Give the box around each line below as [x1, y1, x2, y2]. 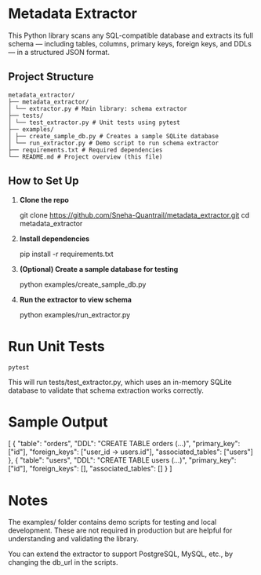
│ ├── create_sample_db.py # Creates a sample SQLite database [8, 132, 219, 140]
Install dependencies [19, 233, 90, 244]
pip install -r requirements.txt [19, 249, 114, 258]
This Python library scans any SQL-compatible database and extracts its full [8, 31, 253, 40]
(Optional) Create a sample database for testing [19, 264, 179, 273]
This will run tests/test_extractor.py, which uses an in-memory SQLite [8, 377, 233, 386]
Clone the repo [19, 195, 69, 204]
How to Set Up [8, 174, 79, 188]
